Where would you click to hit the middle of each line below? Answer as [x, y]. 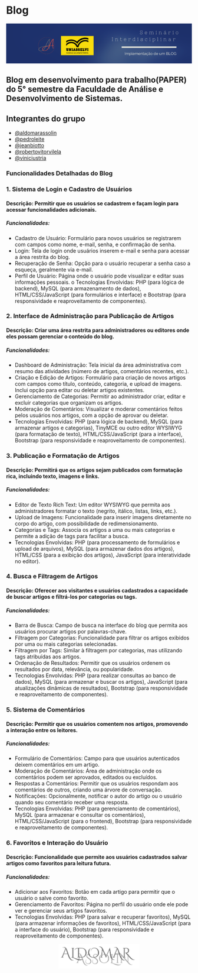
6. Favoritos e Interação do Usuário [57, 843]
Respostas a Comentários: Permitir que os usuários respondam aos [96, 784]
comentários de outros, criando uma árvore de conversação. [88, 790]
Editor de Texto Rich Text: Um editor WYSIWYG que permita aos [93, 505]
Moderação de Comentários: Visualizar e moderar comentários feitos [98, 409]
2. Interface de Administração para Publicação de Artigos [90, 316]
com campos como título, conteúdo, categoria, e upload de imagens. [98, 384]
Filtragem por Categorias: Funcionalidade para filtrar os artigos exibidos [102, 638]
